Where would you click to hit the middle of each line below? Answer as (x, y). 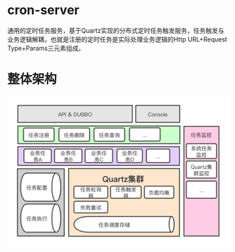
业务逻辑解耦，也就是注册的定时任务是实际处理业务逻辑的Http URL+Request (117, 39)
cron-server (43, 10)
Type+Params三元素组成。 (46, 48)
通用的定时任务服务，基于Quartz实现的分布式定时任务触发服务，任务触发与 (116, 30)
